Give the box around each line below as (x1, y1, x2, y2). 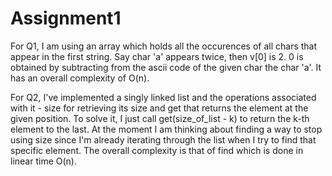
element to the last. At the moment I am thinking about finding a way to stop (10, 123, 323, 135)
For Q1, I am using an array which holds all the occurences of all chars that (10, 40, 318, 52)
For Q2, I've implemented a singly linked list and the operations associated (10, 91, 317, 103)
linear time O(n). (10, 155, 77, 167)
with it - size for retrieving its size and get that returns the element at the (10, 102, 309, 114)
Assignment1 (10, 7, 122, 30)
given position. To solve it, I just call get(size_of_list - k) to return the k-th (10, 112, 310, 124)
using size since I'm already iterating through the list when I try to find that (10, 133, 317, 146)
